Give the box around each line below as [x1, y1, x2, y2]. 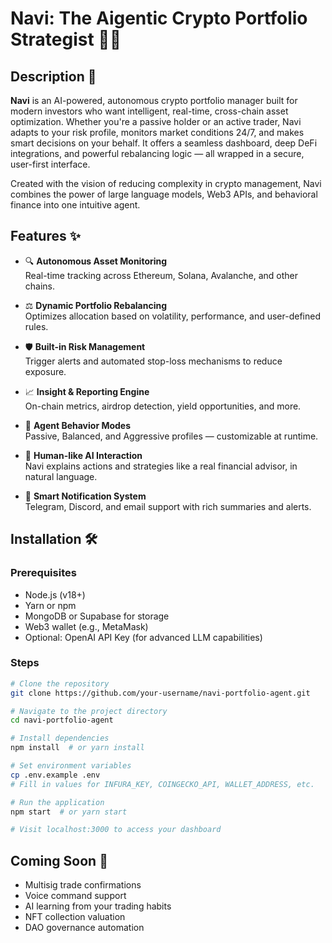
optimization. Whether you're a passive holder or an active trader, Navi [10, 116, 302, 127]
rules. [24, 320, 49, 332]
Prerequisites [10, 566, 77, 580]
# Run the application [10, 797, 105, 807]
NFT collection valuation [24, 911, 126, 923]
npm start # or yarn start [10, 807, 128, 817]
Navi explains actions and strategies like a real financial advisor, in [24, 460, 298, 472]
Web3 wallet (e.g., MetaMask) [24, 620, 149, 632]
